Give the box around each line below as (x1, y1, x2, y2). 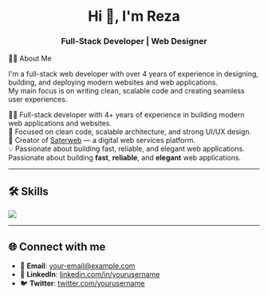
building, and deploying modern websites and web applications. (8, 77, 219, 87)
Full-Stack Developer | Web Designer (61, 36, 207, 47)
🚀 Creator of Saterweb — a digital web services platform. (8, 136, 196, 145)
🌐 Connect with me (8, 239, 106, 254)
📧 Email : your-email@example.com (19, 261, 136, 270)
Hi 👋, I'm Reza (87, 7, 181, 26)
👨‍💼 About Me (8, 53, 52, 63)
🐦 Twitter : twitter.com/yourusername (19, 278, 145, 288)
